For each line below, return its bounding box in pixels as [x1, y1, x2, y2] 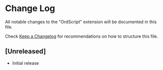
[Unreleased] [5, 47, 46, 56]
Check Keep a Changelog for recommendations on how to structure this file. [5, 33, 159, 39]
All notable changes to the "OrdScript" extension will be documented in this [5, 19, 157, 25]
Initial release [12, 60, 39, 66]
